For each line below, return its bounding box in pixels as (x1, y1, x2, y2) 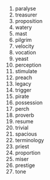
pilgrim (15, 37, 32, 43)
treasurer (15, 11, 37, 18)
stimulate (15, 68, 37, 74)
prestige (15, 162, 35, 169)
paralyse (15, 5, 37, 12)
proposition (15, 18, 43, 24)
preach (15, 74, 33, 81)
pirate (15, 93, 30, 100)
